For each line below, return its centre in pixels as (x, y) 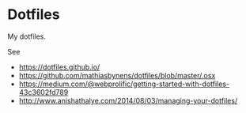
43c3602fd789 (44, 92)
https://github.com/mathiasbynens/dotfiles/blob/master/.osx (117, 75)
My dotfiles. (27, 36)
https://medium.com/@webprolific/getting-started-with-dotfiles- (124, 84)
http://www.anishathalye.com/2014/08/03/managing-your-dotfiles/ (128, 100)
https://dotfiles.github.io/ (59, 67)
